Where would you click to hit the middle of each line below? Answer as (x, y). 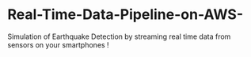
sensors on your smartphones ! (58, 44)
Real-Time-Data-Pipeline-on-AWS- (125, 15)
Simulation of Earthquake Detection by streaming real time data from (119, 36)
